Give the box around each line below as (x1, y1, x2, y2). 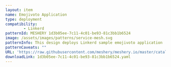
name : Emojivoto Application (5, 12, 67, 17)
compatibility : (5, 21, 38, 27)
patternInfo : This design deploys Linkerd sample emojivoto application (5, 40, 163, 45)
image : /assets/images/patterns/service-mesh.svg (5, 36, 113, 41)
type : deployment (5, 17, 42, 22)
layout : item (5, 7, 33, 13)
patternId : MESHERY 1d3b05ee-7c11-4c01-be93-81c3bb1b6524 (5, 31, 131, 36)
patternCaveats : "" (5, 45, 47, 50)
